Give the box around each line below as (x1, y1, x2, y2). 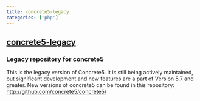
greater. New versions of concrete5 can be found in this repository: (6, 82, 175, 89)
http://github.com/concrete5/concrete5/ (6, 88, 107, 96)
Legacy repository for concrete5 (6, 55, 105, 64)
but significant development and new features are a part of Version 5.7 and (6, 75, 195, 82)
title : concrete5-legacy (6, 8, 69, 15)
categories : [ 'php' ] (6, 15, 59, 21)
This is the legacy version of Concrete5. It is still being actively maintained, (6, 69, 193, 76)
